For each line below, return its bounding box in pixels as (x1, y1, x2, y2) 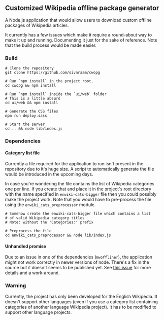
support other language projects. (5, 309, 72, 315)
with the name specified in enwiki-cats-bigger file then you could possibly (5, 191, 157, 197)
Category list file (5, 150, 40, 156)
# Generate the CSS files (5, 109, 58, 114)
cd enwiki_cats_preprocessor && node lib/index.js (5, 233, 111, 238)
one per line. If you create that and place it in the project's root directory (5, 186, 152, 192)
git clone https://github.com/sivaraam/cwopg (5, 70, 100, 75)
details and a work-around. (5, 270, 60, 276)
